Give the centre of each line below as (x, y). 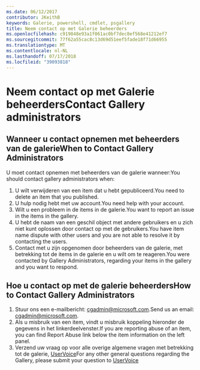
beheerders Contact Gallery (76, 104)
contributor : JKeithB (33, 17)
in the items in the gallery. (47, 216)
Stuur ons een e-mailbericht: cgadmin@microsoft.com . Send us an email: (104, 309)
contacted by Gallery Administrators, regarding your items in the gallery (103, 260)
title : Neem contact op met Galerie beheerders (67, 28)
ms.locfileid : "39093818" (38, 62)
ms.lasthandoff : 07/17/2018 (41, 56)
